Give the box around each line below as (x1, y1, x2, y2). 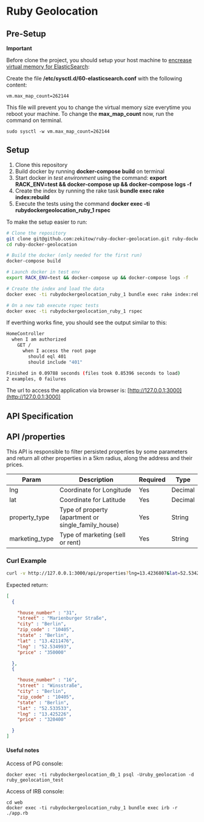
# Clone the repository (6, 230, 67, 236)
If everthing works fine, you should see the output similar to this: (6, 319, 168, 327)
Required (138, 475, 166, 484)
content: (6, 81, 27, 88)
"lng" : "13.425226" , (17, 711, 72, 717)
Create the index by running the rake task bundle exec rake (15, 187, 165, 194)
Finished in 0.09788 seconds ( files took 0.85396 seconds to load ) (6, 370, 181, 376)
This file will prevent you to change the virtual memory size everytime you (6, 104, 191, 111)
